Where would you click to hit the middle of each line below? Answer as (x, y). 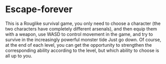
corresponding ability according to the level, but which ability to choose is (82, 50)
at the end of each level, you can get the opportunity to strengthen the (78, 45)
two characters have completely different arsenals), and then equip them (81, 28)
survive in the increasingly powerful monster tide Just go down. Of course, (83, 40)
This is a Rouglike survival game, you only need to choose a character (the (83, 23)
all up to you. (19, 56)
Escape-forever (39, 9)
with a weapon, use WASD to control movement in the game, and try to (79, 34)
